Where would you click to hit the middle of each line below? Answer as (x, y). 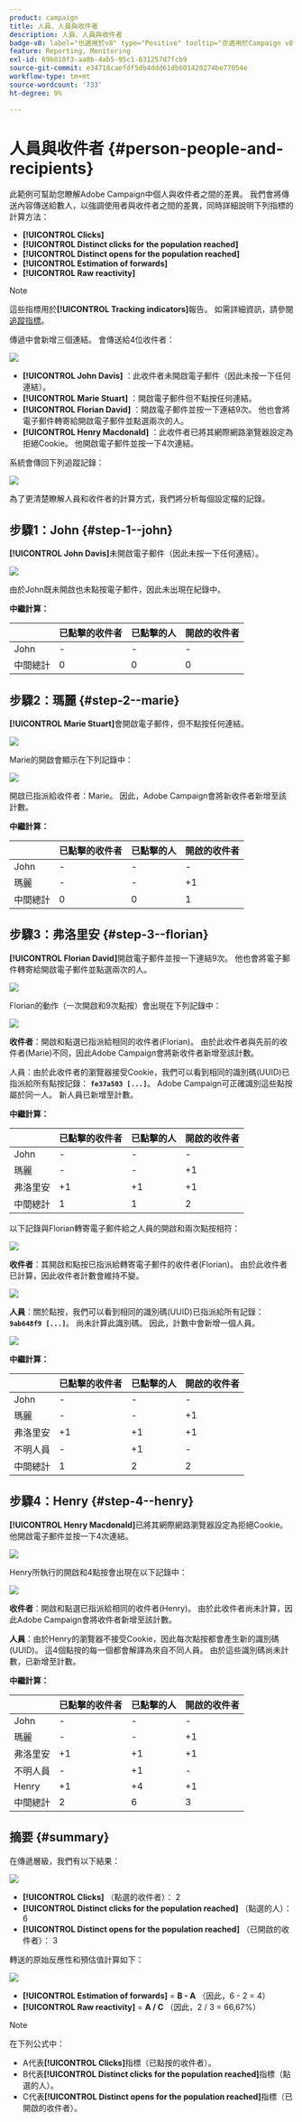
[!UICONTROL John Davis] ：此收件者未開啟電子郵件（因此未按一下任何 (156, 376)
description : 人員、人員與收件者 (66, 34)
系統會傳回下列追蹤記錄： (57, 463)
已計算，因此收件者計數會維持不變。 (77, 1275)
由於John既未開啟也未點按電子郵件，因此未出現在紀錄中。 (117, 590)
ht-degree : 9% (36, 93)
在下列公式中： (37, 2044)
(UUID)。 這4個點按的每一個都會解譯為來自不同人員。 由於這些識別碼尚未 (145, 1650)
